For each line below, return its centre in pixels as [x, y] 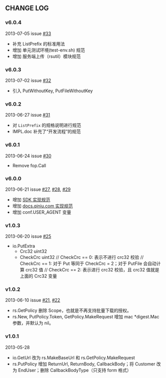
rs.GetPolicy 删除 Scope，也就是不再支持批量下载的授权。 [72, 310]
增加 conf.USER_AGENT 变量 [42, 212]
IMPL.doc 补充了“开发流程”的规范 [47, 132]
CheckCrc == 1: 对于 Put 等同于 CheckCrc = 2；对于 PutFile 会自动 [88, 264]
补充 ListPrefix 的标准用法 [39, 44]
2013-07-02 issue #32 [28, 80]
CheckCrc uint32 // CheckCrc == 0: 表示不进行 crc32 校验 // [82, 257]
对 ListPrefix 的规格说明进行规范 [47, 125]
